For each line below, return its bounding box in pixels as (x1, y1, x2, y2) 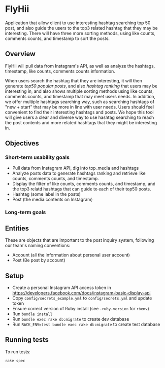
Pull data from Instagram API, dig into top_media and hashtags (12, 165, 139, 171)
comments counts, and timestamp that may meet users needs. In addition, (5, 93, 156, 99)
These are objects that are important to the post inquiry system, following (5, 237, 154, 243)
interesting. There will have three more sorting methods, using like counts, (5, 30, 156, 36)
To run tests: (5, 349, 31, 355)
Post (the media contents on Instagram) (12, 196, 93, 203)
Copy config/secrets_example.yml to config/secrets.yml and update (12, 295, 152, 301)
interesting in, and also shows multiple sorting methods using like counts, (5, 88, 154, 94)
